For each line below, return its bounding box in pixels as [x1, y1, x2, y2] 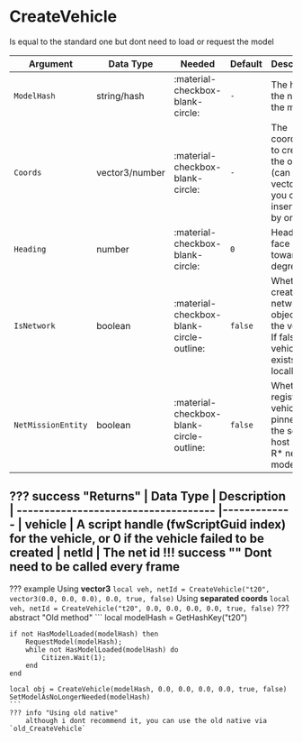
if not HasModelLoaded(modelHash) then [9, 629, 159, 638]
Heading [13, 243, 47, 254]
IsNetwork [13, 320, 56, 331]
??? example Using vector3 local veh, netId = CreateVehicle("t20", [9, 583, 271, 594]
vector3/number [95, 166, 166, 179]
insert [271, 200, 296, 213]
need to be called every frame [9, 559, 181, 574]
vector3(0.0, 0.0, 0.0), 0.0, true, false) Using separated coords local [9, 592, 290, 603]
